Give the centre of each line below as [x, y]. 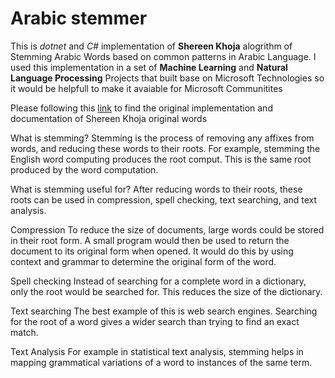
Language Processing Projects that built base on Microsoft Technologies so [167, 78]
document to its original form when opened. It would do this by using [152, 251]
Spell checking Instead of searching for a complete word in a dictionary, [158, 281]
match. [24, 332]
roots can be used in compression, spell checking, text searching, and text [164, 199]
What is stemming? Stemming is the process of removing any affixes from [162, 138]
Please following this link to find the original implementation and [141, 108]
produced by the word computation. [84, 169]
